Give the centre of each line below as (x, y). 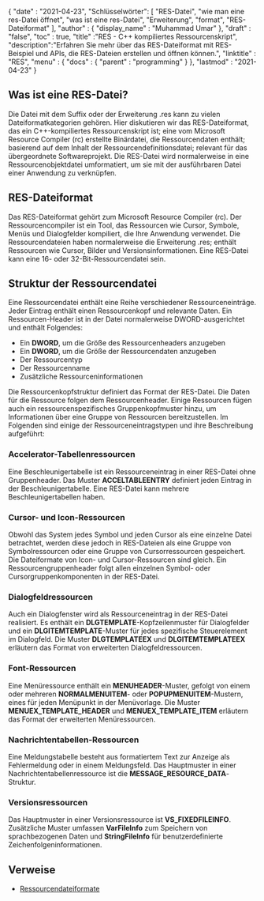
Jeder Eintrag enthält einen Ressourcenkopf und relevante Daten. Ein (120, 311)
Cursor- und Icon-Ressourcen (67, 517)
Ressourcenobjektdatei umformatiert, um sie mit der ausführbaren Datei (125, 164)
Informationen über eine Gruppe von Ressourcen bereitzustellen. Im (118, 417)
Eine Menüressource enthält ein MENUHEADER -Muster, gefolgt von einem (129, 685)
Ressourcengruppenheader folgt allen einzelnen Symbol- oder (110, 568)
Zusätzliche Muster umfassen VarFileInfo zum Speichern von (108, 828)
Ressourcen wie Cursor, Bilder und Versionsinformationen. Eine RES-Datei (128, 250)
